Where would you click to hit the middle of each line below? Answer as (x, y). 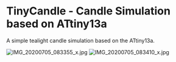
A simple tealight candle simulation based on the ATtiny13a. (81, 40)
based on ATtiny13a (57, 24)
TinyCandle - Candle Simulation (88, 11)
